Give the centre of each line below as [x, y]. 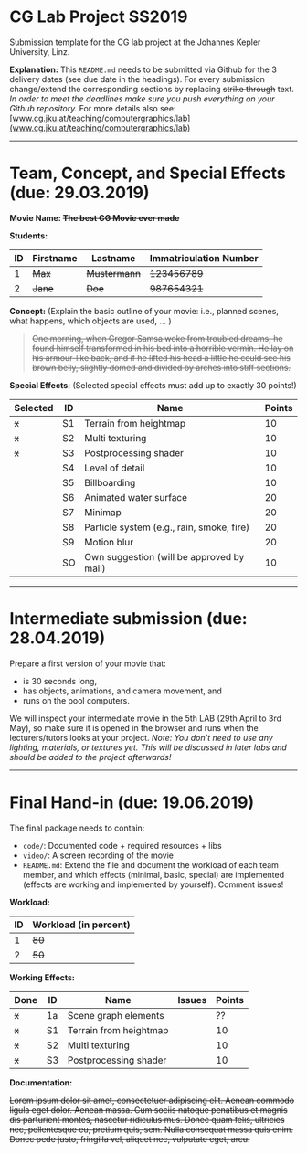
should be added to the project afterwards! [90, 757]
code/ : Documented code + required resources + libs [122, 845]
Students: [29, 236]
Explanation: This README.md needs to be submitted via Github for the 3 [143, 69]
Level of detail [115, 468]
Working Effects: [42, 977]
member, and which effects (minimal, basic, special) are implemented [153, 874]
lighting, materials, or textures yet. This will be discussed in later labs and [148, 747]
